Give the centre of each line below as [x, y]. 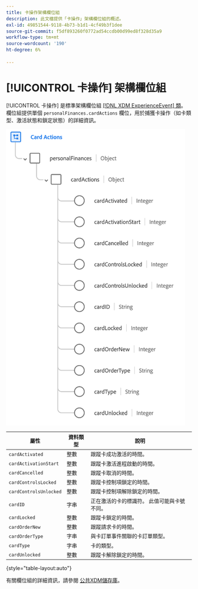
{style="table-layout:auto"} [39, 568]
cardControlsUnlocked [35, 492]
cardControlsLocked [32, 482]
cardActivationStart [34, 464]
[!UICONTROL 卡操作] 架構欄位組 [86, 88]
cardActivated [26, 454]
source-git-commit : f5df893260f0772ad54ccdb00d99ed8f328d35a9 [84, 31]
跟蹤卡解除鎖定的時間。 [119, 555]
